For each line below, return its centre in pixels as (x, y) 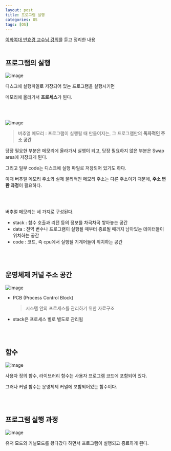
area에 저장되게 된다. (26, 157)
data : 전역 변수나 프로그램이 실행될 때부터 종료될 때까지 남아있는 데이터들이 (88, 229)
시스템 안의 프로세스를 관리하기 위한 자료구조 (70, 308)
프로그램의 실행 (28, 63)
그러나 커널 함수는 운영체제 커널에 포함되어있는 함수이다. (61, 386)
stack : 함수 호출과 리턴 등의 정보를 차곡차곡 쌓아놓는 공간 (70, 223)
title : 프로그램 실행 (25, 15)
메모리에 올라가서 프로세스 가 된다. (39, 97)
